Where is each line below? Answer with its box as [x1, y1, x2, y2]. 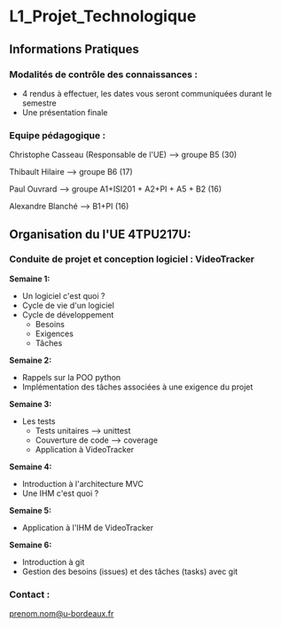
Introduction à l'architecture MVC [21, 478, 144, 489]
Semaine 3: [9, 398, 52, 409]
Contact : [9, 588, 51, 601]
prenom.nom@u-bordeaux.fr [9, 608, 114, 619]
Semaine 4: [9, 461, 52, 472]
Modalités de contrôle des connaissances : [9, 68, 198, 81]
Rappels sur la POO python [21, 372, 121, 382]
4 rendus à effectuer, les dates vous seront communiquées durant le [21, 88, 272, 98]
